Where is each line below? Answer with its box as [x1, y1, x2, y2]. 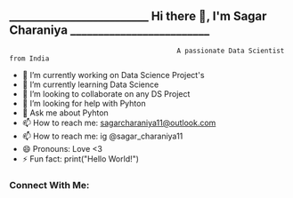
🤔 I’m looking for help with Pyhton [21, 98, 146, 108]
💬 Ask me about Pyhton [21, 107, 109, 118]
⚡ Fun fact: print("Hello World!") [21, 153, 140, 164]
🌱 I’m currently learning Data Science [21, 79, 159, 90]
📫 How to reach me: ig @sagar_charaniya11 [21, 131, 183, 141]
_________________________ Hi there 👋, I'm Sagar [9, 9, 267, 24]
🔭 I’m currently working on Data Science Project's [21, 69, 205, 80]
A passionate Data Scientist [176, 46, 285, 55]
